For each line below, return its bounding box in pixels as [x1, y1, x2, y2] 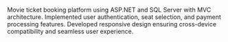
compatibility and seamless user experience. [7, 27, 134, 35]
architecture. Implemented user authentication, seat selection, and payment [7, 13, 222, 21]
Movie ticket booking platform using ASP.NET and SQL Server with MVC [7, 6, 212, 14]
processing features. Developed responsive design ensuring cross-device [7, 20, 217, 28]
